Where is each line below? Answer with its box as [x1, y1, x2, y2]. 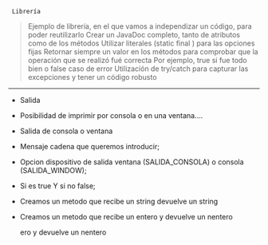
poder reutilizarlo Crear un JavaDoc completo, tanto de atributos [27, 30, 241, 39]
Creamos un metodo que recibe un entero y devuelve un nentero [19, 212, 233, 221]
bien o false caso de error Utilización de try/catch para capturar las [27, 64, 249, 73]
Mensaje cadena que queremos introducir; [19, 142, 160, 151]
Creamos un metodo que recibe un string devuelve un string [19, 196, 219, 206]
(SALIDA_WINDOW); [19, 166, 87, 175]
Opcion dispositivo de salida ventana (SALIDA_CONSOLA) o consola [19, 157, 245, 167]
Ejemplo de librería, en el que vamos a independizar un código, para [27, 22, 253, 31]
